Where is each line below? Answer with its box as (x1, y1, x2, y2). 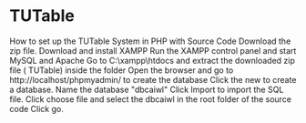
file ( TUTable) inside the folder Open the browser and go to (9, 65, 234, 76)
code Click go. (9, 103, 64, 114)
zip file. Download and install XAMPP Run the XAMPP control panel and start (9, 45, 297, 56)
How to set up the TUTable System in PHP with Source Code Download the (9, 36, 291, 46)
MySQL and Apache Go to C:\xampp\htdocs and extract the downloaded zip (9, 55, 296, 66)
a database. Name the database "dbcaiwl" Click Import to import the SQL (9, 84, 284, 95)
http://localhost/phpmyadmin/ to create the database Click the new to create (9, 74, 297, 85)
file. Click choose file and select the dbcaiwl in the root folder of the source (9, 93, 292, 105)
